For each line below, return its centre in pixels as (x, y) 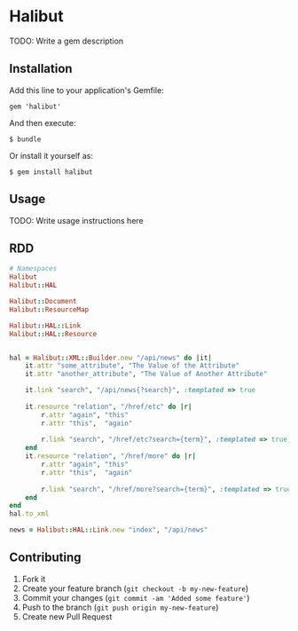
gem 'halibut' (35, 106)
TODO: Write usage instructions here (76, 220)
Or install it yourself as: (51, 155)
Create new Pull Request (67, 616)
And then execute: (43, 122)
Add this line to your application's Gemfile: (86, 90)
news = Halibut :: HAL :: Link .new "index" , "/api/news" (109, 530)
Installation (41, 69)
